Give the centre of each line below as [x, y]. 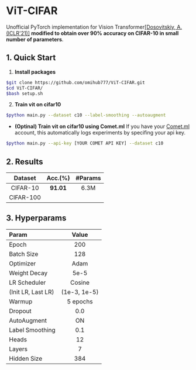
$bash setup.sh [25, 94]
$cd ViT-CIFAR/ [25, 88]
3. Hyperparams [36, 218]
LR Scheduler [27, 282]
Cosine [80, 282]
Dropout [20, 311]
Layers [18, 349]
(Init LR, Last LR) [32, 292]
